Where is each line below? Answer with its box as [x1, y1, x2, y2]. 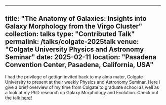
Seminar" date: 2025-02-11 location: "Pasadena [5, 53, 157, 62]
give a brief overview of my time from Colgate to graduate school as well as [5, 84, 159, 90]
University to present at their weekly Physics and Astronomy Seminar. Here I [5, 79, 161, 85]
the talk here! [5, 95, 32, 101]
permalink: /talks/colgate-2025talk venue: [5, 37, 139, 46]
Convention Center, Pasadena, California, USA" [5, 61, 154, 69]
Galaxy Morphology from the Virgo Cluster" [5, 22, 142, 31]
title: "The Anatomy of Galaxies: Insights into [5, 14, 147, 23]
